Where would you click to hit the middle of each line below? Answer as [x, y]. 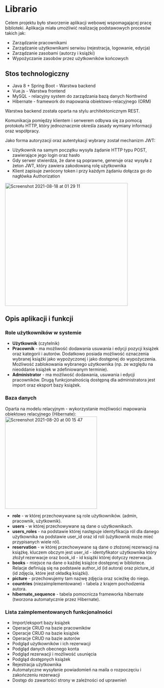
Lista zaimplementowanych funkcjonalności [59, 612]
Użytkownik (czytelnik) [36, 343]
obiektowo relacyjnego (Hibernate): [41, 414]
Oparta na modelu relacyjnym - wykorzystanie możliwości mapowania [76, 409]
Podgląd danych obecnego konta [46, 649]
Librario [21, 9]
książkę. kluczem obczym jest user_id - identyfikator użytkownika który [84, 552]
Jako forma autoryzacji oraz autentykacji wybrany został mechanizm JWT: [80, 140]
